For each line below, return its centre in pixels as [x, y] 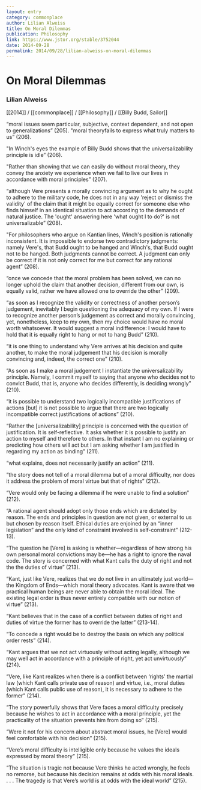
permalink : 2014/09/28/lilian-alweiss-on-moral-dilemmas [79, 51]
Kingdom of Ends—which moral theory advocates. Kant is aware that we [105, 585]
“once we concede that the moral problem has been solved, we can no [94, 278]
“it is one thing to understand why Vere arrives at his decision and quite [94, 346]
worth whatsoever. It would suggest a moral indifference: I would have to [96, 328]
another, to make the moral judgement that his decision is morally [87, 353]
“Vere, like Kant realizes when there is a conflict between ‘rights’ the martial [100, 676]
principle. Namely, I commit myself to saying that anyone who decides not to [100, 377]
